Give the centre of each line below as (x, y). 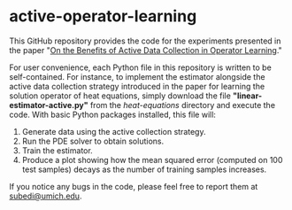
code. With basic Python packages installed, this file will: (113, 114)
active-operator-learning (103, 16)
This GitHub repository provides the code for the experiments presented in (145, 41)
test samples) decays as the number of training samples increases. (144, 169)
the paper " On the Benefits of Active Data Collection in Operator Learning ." (146, 50)
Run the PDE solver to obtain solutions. (93, 141)
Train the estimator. (57, 150)
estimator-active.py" (49, 105)
